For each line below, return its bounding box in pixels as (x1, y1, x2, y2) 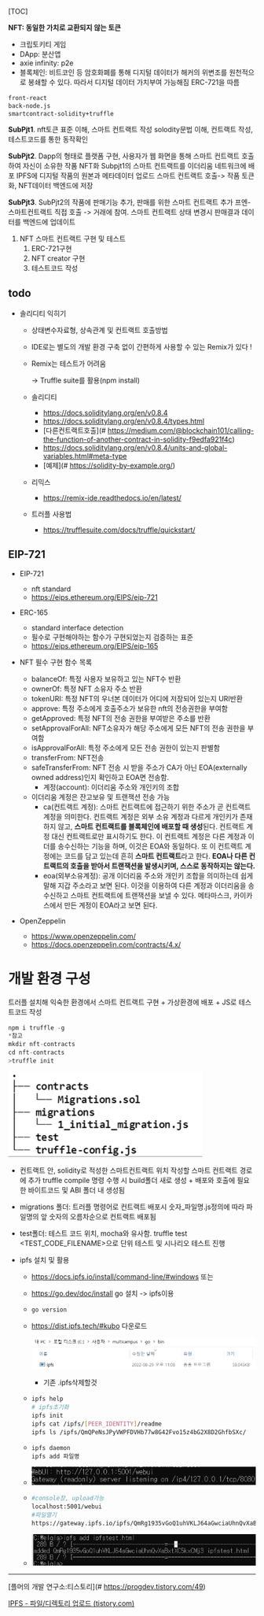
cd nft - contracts (8, 1048, 65, 1057)
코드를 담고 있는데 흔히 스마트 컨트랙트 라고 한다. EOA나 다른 (64, 851, 247, 860)
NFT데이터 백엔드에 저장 (18, 181, 93, 190)
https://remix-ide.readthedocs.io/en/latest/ (42, 493, 182, 502)
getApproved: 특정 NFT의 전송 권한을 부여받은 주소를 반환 (31, 713, 211, 723)
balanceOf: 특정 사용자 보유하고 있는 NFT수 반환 (31, 674, 181, 683)
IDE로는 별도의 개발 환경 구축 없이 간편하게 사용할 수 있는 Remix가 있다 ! (31, 342, 253, 351)
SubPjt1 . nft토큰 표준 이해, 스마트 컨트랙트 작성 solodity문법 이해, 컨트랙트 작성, (8, 125, 254, 134)
